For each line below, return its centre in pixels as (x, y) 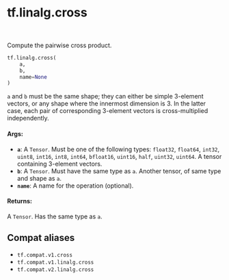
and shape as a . (39, 178)
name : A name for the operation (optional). (75, 186)
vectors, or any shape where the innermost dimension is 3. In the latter (107, 103)
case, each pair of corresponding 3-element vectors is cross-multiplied (108, 111)
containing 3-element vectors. (59, 164)
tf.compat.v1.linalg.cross (55, 262)
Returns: (20, 201)
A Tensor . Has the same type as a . (55, 216)
